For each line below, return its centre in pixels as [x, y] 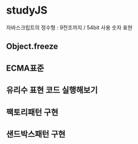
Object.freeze [32, 47]
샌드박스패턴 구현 [36, 134]
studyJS [27, 10]
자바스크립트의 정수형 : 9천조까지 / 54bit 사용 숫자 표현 [69, 27]
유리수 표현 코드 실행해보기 [52, 90]
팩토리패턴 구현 [32, 112]
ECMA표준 [25, 68]
